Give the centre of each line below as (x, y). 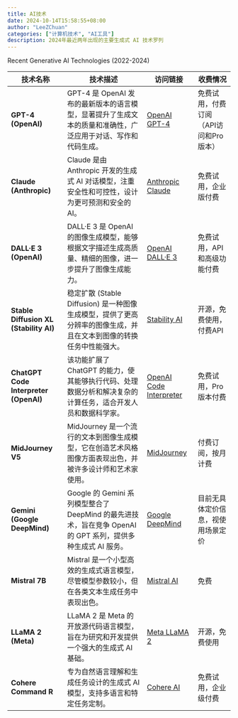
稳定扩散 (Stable (94, 294)
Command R (32, 692)
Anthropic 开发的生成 (102, 171)
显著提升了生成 (106, 114)
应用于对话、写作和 (106, 136)
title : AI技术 (27, 14)
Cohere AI (164, 687)
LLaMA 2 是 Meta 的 (101, 616)
